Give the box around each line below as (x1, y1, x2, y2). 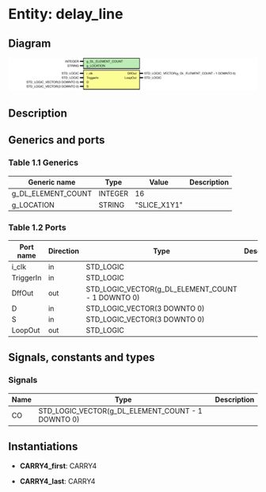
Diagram (8, 36, 51, 50)
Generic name (28, 177, 76, 187)
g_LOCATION (11, 200, 55, 209)
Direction (47, 246, 79, 256)
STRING (98, 200, 125, 209)
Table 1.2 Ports (8, 222, 66, 233)
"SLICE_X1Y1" (135, 200, 184, 209)
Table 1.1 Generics (8, 157, 79, 168)
